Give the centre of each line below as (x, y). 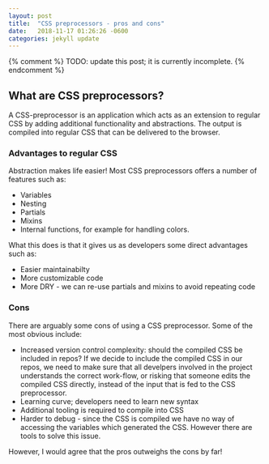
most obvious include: (45, 334)
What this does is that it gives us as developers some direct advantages (128, 245)
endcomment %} (36, 70)
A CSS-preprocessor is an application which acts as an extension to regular (134, 115)
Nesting (33, 204)
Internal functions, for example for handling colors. (105, 230)
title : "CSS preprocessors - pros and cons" (86, 23)
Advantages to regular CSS (63, 153)
